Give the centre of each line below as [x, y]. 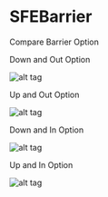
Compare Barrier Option [54, 42]
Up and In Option [41, 164]
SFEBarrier [51, 17]
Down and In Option [47, 130]
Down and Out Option [50, 59]
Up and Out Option [44, 94]
